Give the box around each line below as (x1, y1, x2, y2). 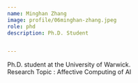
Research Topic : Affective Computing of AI (7, 68, 132, 76)
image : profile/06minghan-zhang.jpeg (7, 17, 117, 24)
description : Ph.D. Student (7, 29, 89, 37)
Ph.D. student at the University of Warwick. (7, 60, 131, 69)
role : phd (7, 23, 36, 30)
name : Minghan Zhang (7, 10, 68, 17)
